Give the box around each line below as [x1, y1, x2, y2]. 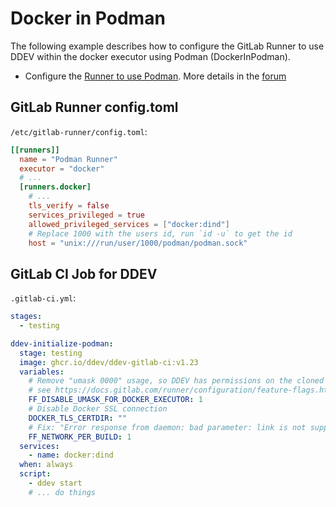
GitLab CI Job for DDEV [10, 265, 158, 282]
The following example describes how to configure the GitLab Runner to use [10, 40, 325, 52]
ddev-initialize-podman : [10, 338, 114, 349]
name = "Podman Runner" [19, 154, 118, 164]
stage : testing [19, 348, 83, 358]
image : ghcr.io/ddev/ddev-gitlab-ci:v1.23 [19, 357, 199, 367]
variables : [19, 367, 65, 377]
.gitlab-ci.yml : [10, 292, 77, 304]
